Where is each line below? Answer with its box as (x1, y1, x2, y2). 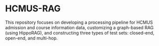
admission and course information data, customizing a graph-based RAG (5, 24, 154, 30)
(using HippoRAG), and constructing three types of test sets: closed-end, (5, 30, 155, 36)
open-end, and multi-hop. (5, 35, 58, 41)
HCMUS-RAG (5, 3, 61, 14)
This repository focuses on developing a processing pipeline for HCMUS (5, 19, 153, 25)
